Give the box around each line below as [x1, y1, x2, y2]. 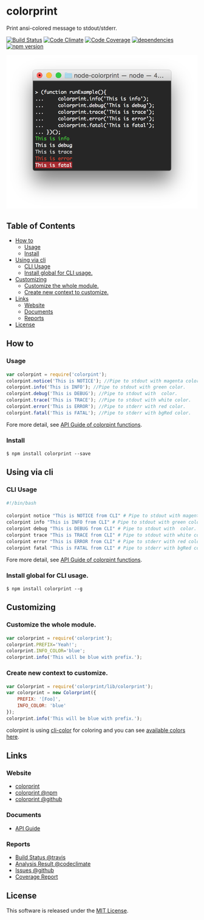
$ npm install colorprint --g [6, 586, 83, 592]
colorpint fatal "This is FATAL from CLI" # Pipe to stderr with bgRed [6, 545, 191, 551]
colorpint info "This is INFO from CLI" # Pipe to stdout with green [6, 519, 186, 525]
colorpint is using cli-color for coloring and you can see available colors [6, 726, 186, 734]
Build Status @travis [15, 854, 66, 861]
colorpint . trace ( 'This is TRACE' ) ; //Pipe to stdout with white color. [6, 397, 191, 403]
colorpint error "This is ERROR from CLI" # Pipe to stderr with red [6, 538, 186, 544]
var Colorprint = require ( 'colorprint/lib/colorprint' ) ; [6, 683, 154, 689]
